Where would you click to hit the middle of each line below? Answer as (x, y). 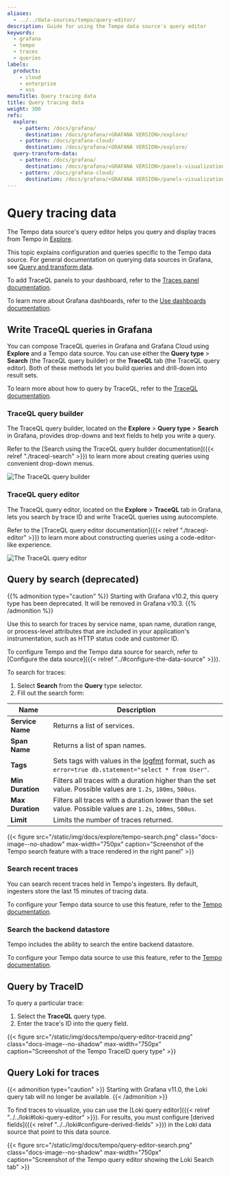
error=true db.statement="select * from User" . (131, 769)
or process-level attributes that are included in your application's (98, 631)
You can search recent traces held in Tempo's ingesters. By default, (103, 884)
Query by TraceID (46, 986)
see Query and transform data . (50, 267)
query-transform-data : (46, 154)
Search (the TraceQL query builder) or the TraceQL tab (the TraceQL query (114, 361)
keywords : (21, 33)
